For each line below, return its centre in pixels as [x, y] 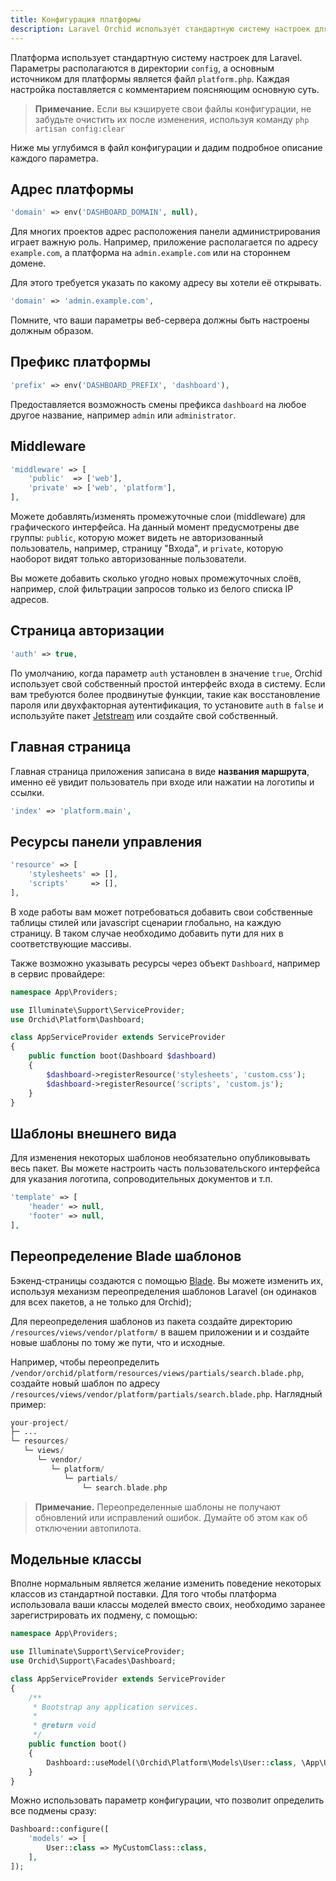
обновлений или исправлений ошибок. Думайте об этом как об [171, 1517]
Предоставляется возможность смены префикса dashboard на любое [158, 404]
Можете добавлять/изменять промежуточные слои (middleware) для [158, 517]
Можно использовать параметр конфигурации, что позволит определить [167, 1800]
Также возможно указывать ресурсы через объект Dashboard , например [165, 963]
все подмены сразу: [53, 1811]
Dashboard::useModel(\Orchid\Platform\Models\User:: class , [172, 1762]
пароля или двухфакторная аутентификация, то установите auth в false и [167, 705]
